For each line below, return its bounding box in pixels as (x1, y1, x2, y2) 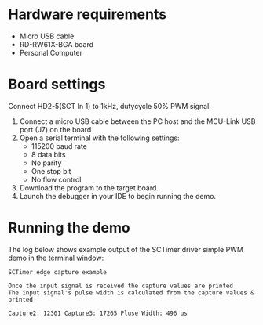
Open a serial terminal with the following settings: (19, 133, 180, 143)
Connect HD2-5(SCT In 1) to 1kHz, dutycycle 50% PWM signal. (8, 101, 212, 110)
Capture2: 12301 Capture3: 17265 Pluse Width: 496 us (8, 309, 188, 317)
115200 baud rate (31, 141, 88, 150)
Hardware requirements (8, 5, 167, 23)
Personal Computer (19, 48, 82, 57)
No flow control (31, 175, 82, 184)
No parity (31, 158, 62, 168)
